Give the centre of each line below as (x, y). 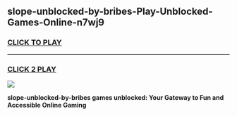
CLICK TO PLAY (35, 43)
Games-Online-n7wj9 (56, 23)
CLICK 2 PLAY (32, 69)
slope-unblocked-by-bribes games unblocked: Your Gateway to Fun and (116, 97)
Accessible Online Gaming (47, 105)
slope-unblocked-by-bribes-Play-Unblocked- (110, 12)
